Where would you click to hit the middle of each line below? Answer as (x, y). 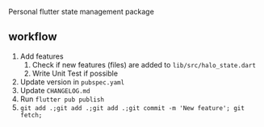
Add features (42, 56)
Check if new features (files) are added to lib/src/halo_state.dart (144, 64)
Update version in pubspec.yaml (72, 82)
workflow (33, 37)
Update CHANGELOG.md (55, 90)
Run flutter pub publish (62, 99)
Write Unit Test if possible (75, 73)
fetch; (31, 115)
